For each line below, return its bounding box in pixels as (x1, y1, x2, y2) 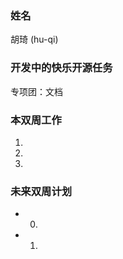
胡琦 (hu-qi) (10, 33, 59, 46)
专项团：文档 (10, 85, 63, 97)
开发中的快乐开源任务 (10, 61, 113, 75)
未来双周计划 (10, 184, 73, 198)
